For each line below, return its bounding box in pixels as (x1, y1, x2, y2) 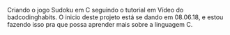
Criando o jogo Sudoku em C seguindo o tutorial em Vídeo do (7, 6, 184, 14)
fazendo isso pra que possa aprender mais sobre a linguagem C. (7, 21, 193, 28)
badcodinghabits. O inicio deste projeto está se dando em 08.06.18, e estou (7, 13, 224, 21)
